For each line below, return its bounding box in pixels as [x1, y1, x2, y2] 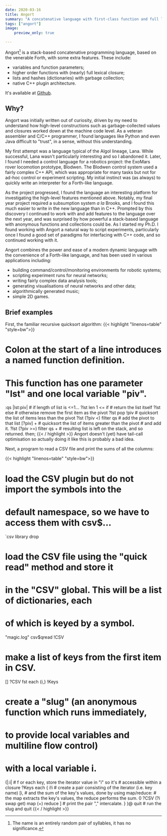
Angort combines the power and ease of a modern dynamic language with [5, 247, 158, 253]
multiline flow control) [5, 740, 98, 751]
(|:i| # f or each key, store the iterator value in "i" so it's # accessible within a [5, 779, 162, 785]
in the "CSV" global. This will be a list [5, 584, 162, 595]
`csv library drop [5, 534, 39, 540]
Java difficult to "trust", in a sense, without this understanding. [5, 139, 133, 144]
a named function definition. [5, 355, 125, 366]
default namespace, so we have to [5, 506, 150, 518]
